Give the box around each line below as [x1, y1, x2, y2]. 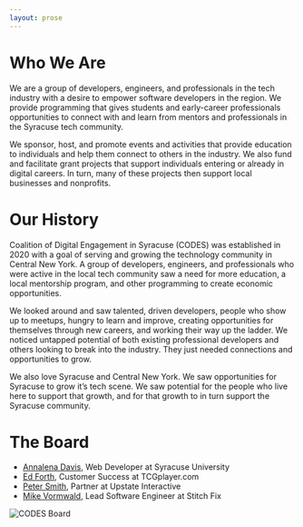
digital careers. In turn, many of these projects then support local [9, 167, 252, 178]
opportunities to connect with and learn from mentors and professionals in [9, 111, 288, 123]
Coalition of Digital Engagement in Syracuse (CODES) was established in [9, 239, 281, 250]
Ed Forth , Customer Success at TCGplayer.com [22, 472, 200, 482]
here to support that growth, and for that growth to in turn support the [9, 390, 270, 401]
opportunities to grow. [9, 353, 93, 364]
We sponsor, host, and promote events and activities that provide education [9, 138, 292, 150]
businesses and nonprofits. [9, 177, 112, 188]
